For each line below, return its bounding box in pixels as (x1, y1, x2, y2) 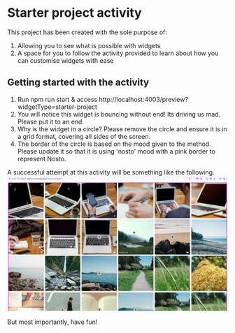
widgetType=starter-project (17, 103, 98, 111)
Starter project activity (7, 5, 142, 21)
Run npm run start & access (17, 95, 98, 103)
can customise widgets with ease (17, 56, 114, 64)
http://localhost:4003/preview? (99, 95, 189, 103)
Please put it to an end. (17, 117, 84, 126)
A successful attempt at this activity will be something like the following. (7, 168, 215, 176)
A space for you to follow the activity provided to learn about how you (17, 49, 219, 57)
